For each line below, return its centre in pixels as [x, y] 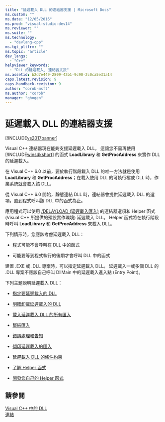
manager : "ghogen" [24, 98]
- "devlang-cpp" [26, 42]
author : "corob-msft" [28, 88]
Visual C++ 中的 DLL [26, 408]
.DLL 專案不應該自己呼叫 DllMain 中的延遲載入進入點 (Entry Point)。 [74, 273]
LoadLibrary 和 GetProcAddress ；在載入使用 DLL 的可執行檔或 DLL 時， [80, 178]
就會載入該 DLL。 [36, 184]
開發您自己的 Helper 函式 [38, 378]
